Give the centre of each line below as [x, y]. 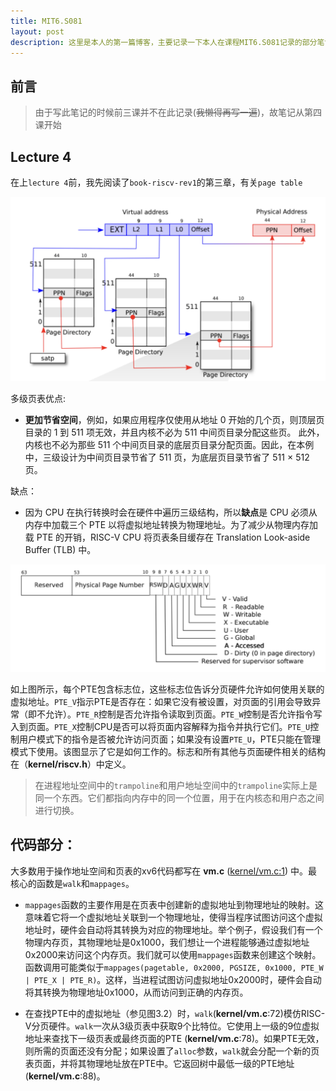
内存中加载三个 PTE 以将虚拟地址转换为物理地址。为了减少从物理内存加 [171, 525]
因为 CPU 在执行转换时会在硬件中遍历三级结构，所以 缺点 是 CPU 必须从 [171, 512]
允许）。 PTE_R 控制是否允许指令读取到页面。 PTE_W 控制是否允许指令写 [183, 714]
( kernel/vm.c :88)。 [65, 1076]
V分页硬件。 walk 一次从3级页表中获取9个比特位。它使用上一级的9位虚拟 [172, 1026]
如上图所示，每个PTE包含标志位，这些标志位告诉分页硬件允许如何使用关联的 [167, 689]
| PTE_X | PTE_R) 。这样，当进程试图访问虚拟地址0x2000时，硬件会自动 [173, 979]
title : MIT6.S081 [46, 21]
